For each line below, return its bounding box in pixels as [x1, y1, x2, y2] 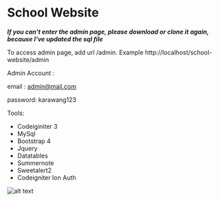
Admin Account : [7, 69, 55, 77]
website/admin [7, 55, 50, 63]
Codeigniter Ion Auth [17, 173, 76, 182]
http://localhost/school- [145, 48, 212, 56]
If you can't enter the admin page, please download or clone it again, [7, 28, 209, 36]
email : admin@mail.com [7, 82, 77, 90]
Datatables [17, 151, 48, 160]
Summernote [17, 158, 54, 167]
